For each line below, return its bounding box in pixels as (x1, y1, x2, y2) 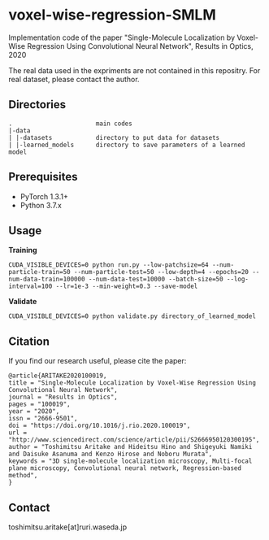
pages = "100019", (8, 400, 71, 408)
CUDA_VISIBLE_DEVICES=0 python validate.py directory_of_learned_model (8, 312, 256, 320)
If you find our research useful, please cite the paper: (8, 356, 187, 366)
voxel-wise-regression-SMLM (8, 6, 217, 24)
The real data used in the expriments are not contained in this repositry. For (8, 65, 261, 75)
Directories (8, 98, 67, 111)
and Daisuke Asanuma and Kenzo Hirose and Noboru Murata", (8, 450, 213, 459)
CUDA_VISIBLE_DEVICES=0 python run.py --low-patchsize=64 (8, 261, 209, 269)
